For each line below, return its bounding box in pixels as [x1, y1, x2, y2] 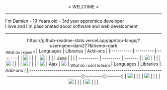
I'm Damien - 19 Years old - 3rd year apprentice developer [5, 18, 124, 24]
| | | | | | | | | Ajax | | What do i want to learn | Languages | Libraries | [12, 61, 161, 68]
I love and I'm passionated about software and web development [5, 23, 138, 29]
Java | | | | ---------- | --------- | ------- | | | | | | [57, 55, 161, 61]
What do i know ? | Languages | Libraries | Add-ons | [5, 48, 108, 55]
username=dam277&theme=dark [49, 43, 118, 48]
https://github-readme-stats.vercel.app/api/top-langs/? [27, 38, 140, 43]
